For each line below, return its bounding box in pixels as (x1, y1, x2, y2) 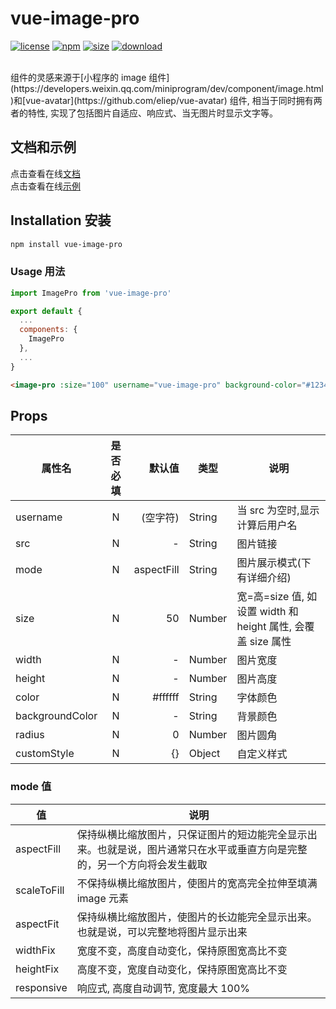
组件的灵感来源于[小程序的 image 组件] (10, 71, 170, 83)
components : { (19, 325, 78, 335)
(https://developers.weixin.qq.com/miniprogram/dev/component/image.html (10, 82, 324, 94)
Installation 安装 (10, 212, 112, 229)
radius (15, 728, 45, 742)
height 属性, (236, 620, 293, 634)
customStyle (15, 747, 75, 761)
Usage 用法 (10, 265, 66, 279)
